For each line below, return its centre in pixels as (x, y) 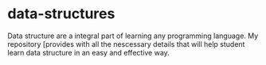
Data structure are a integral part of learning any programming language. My (133, 36)
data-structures (61, 14)
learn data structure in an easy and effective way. (89, 52)
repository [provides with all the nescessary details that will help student (126, 44)
